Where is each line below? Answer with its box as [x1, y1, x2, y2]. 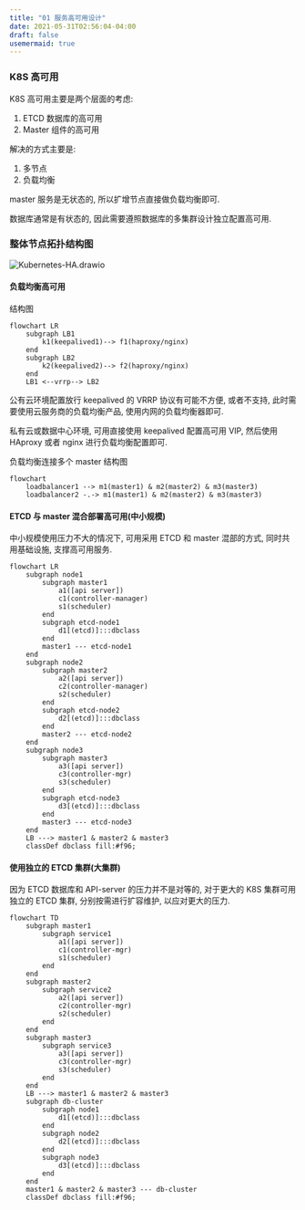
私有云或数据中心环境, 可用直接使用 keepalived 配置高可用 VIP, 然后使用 [9, 425, 278, 436]
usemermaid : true [9, 38, 76, 48]
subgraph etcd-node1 [42, 618, 120, 628]
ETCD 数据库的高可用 [22, 112, 103, 123]
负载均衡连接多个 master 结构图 [9, 456, 128, 467]
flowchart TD [9, 913, 59, 923]
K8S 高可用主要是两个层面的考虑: [9, 93, 134, 104]
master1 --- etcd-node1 [42, 642, 132, 652]
